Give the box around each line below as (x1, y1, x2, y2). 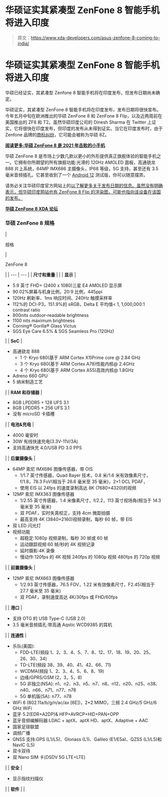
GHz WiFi (12, 705, 32, 711)
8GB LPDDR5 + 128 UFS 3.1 (12, 400, 69, 406)
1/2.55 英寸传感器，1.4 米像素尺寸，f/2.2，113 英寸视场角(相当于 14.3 (19, 498, 161, 504)
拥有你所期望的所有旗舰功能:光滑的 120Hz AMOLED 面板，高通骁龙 (18, 159, 156, 165)
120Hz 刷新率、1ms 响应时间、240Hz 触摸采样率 (12, 295, 112, 301)
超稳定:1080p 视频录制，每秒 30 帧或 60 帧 (19, 535, 108, 541)
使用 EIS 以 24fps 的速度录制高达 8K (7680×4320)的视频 (19, 485, 136, 491)
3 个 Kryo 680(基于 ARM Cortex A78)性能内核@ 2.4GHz (19, 361, 135, 367)
